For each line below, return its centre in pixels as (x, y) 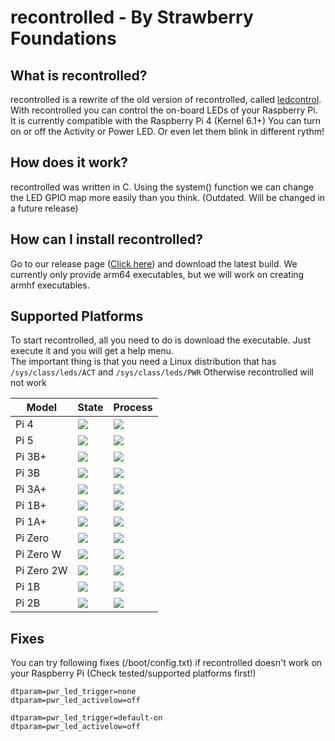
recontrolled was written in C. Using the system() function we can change (162, 187)
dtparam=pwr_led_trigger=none (73, 692)
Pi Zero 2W (41, 571)
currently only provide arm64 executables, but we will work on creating (157, 274)
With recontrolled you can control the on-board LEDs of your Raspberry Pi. (164, 110)
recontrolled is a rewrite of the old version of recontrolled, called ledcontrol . (166, 99)
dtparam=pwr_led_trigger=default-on (86, 718)
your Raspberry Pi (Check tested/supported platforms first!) (133, 673)
